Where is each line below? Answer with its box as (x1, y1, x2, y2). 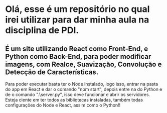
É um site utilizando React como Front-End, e (5, 44, 148, 53)
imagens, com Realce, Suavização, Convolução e (5, 60, 162, 68)
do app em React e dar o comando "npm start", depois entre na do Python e (5, 86, 162, 92)
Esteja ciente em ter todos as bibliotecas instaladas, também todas (5, 97, 143, 103)
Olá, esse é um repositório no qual (5, 3, 150, 15)
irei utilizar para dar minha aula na (5, 14, 149, 25)
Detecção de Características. (5, 68, 99, 76)
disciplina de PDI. (5, 25, 79, 36)
